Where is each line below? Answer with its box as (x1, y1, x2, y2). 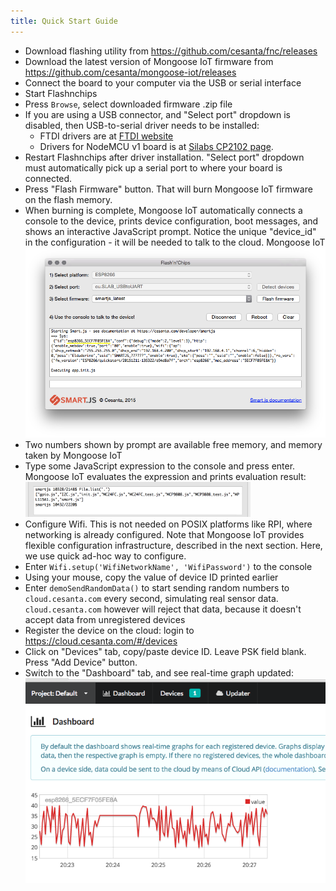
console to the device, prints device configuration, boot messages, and (24, 215, 319, 227)
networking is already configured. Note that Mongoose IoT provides (24, 528, 305, 540)
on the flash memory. (24, 193, 113, 205)
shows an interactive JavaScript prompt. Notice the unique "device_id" (24, 225, 317, 237)
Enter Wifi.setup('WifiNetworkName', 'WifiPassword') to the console (24, 560, 313, 572)
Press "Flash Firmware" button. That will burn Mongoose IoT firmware (24, 183, 313, 195)
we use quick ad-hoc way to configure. (24, 550, 187, 562)
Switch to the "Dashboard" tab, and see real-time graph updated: (24, 666, 294, 679)
